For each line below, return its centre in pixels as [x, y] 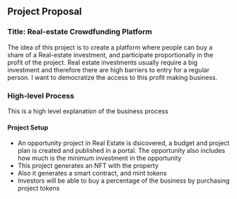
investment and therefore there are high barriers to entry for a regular [109, 69]
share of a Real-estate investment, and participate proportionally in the [110, 55]
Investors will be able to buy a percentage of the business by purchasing [123, 181]
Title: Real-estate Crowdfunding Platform [80, 32]
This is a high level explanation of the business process [88, 111]
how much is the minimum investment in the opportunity [99, 158]
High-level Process [41, 96]
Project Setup [28, 127]
